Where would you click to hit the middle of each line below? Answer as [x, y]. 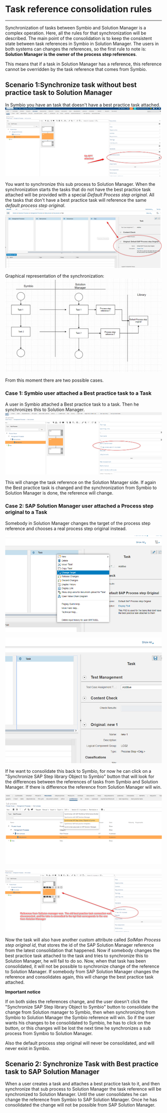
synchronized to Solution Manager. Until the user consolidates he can [76, 1095]
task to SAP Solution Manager [52, 1072]
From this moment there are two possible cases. [54, 380]
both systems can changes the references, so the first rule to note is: [76, 49]
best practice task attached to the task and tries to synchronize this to [77, 956]
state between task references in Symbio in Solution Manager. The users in [82, 43]
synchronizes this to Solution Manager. [45, 409]
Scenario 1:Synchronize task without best [71, 85]
